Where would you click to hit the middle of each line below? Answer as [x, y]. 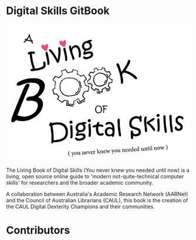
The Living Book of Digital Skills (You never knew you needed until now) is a [98, 170]
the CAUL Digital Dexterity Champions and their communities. [81, 206]
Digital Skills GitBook [58, 11]
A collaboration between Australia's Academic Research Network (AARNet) [97, 194]
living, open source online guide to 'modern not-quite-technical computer [95, 176]
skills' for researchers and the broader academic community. [80, 183]
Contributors [38, 230]
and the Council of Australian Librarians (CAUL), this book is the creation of [97, 201]
